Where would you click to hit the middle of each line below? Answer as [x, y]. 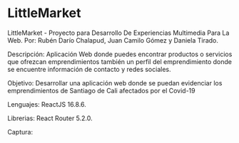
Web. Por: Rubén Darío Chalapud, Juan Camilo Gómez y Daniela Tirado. [113, 40]
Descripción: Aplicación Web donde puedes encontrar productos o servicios [120, 54]
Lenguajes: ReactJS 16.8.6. [47, 104]
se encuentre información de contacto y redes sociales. [89, 69]
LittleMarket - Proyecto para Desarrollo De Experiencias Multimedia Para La [118, 33]
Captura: [20, 132]
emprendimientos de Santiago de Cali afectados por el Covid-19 [101, 90]
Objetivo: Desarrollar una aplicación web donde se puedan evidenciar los [115, 83]
